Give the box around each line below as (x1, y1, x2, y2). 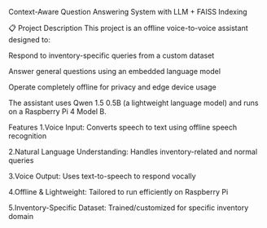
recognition (8, 131, 47, 141)
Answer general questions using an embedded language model (8, 67, 221, 76)
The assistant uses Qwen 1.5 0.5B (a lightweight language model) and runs (8, 98, 259, 107)
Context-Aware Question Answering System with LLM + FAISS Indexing (8, 7, 247, 16)
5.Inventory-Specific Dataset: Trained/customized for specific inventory (8, 203, 249, 213)
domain (8, 212, 34, 221)
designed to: (8, 35, 50, 44)
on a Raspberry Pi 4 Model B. (8, 107, 107, 116)
